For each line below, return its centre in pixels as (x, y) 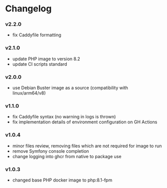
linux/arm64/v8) (29, 93)
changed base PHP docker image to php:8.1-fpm (62, 180)
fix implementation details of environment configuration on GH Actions (85, 122)
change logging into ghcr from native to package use (67, 156)
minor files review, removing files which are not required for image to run (87, 146)
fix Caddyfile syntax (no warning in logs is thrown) (64, 117)
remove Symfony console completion (51, 151)
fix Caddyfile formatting (37, 35)
